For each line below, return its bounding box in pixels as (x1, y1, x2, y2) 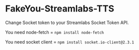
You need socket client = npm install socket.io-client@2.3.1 (5, 38, 134, 45)
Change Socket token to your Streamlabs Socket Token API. (5, 19, 129, 25)
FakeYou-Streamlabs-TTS (5, 3, 114, 14)
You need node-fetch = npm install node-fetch (5, 29, 104, 35)
